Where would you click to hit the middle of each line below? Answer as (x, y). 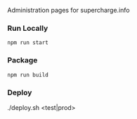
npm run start (28, 43)
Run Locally (28, 28)
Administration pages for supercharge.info (68, 10)
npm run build (28, 75)
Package (22, 60)
